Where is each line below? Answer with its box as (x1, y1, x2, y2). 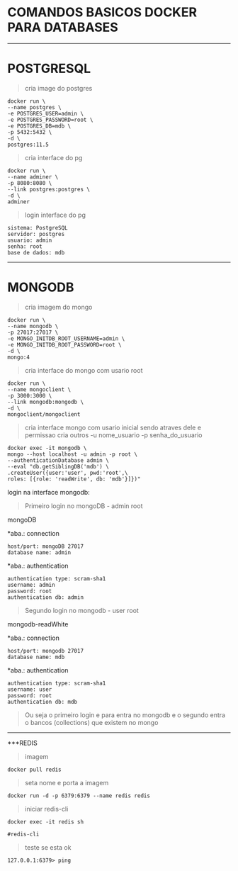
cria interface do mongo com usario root (24, 366, 143, 374)
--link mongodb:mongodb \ (7, 398, 84, 405)
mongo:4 (7, 354, 30, 361)
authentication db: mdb (7, 698, 78, 705)
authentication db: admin (7, 593, 84, 601)
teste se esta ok (24, 843, 72, 851)
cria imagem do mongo (24, 303, 93, 311)
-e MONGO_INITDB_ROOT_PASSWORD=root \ (7, 341, 122, 348)
